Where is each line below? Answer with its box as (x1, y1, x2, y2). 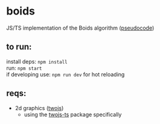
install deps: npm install (6, 57, 68, 65)
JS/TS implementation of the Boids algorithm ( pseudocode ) (6, 24, 155, 31)
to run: (6, 42, 32, 52)
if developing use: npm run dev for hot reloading (6, 71, 125, 78)
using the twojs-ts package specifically (24, 111, 122, 118)
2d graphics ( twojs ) (14, 104, 64, 111)
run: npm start (6, 64, 42, 71)
